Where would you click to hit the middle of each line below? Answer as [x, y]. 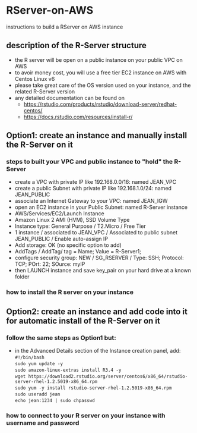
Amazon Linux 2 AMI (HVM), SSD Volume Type [72, 220]
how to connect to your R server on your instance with [86, 415]
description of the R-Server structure [76, 46]
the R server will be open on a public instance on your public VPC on [99, 59]
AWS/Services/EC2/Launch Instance [60, 214]
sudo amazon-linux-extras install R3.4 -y [68, 370]
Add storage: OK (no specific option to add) [68, 245]
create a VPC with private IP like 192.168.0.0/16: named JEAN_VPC [96, 182]
